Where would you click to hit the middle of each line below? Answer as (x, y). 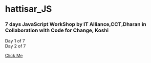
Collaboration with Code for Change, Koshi (57, 30)
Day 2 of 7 (15, 46)
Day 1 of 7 (15, 41)
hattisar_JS (29, 9)
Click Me (14, 56)
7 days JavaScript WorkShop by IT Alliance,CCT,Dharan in (76, 24)
